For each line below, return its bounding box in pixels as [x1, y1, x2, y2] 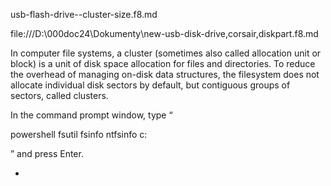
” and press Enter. [10, 148, 84, 159]
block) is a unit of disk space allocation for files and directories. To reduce [10, 58, 316, 69]
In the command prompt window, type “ [10, 109, 173, 121]
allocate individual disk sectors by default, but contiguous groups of [10, 79, 291, 91]
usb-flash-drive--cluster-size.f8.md [10, 9, 158, 20]
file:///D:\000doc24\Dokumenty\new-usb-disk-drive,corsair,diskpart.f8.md [10, 28, 319, 39]
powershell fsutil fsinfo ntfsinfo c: [10, 129, 148, 140]
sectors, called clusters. [10, 90, 109, 101]
